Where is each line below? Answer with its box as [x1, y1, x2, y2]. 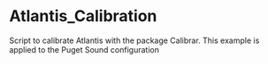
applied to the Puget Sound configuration [9, 44, 159, 54]
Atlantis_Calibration [9, 6, 157, 26]
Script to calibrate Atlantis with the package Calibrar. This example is [9, 35, 260, 46]
